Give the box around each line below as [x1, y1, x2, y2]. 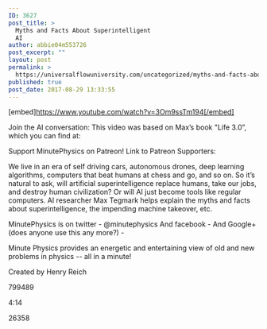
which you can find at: [8, 131, 81, 141]
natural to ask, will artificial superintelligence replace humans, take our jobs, [8, 179, 257, 188]
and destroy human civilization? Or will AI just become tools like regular [8, 188, 242, 197]
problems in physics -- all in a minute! [8, 252, 132, 261]
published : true [8, 78, 62, 86]
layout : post [8, 56, 52, 64]
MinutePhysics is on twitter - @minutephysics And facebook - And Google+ [8, 219, 257, 229]
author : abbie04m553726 [8, 41, 87, 49]
